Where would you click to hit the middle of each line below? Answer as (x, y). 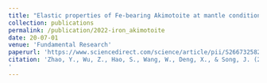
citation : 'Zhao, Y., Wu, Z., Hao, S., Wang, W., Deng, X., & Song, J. (129, 60)
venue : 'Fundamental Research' (60, 45)
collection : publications (51, 23)
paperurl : (25, 52)
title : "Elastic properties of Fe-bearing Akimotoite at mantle (117, 15)
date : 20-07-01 (33, 38)
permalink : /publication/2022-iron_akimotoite (87, 30)
